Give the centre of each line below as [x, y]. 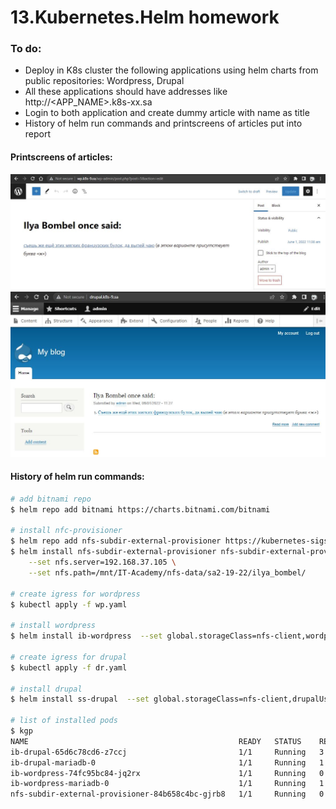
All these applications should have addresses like [126, 92]
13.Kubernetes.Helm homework [145, 17]
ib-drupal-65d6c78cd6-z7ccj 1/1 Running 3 [167, 752]
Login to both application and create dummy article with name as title [167, 113]
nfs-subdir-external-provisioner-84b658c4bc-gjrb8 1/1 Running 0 [167, 794]
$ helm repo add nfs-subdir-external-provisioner [116, 541]
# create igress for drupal [69, 657]
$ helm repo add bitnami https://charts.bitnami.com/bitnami [140, 509]
